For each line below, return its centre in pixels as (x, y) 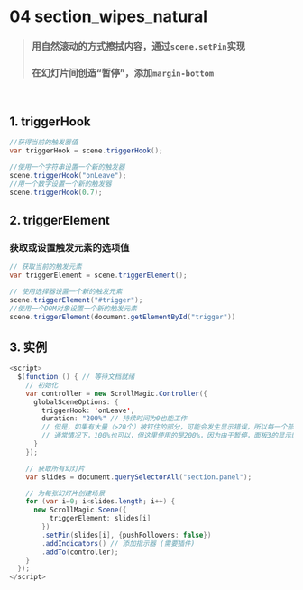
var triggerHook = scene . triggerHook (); (87, 151)
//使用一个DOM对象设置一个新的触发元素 (73, 309)
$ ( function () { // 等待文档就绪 (76, 377)
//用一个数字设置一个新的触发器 (60, 184)
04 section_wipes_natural (108, 17)
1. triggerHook (50, 121)
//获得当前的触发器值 (44, 143)
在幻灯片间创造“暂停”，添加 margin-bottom (123, 73)
